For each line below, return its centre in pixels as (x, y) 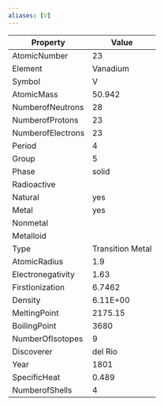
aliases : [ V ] (30, 15)
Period (24, 146)
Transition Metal (122, 249)
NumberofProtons (45, 120)
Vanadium (111, 68)
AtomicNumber (40, 55)
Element (27, 68)
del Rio (105, 351)
